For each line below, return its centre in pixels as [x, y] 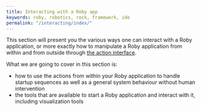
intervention [30, 89]
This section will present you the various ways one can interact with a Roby [99, 40]
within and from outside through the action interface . [71, 53]
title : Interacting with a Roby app [52, 12]
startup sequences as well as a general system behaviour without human [105, 82]
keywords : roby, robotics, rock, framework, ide [68, 17]
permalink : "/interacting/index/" [49, 23]
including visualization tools [49, 101]
